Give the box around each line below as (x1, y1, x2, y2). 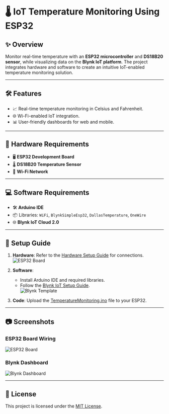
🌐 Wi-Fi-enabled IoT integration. (12, 113, 80, 119)
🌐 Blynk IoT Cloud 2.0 (12, 219, 59, 225)
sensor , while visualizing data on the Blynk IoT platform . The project (5, 59, 148, 65)
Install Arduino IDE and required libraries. (20, 277, 105, 283)
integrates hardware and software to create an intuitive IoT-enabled (5, 64, 145, 70)
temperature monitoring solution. (5, 69, 73, 75)
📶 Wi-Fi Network (12, 169, 48, 175)
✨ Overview (5, 40, 44, 49)
